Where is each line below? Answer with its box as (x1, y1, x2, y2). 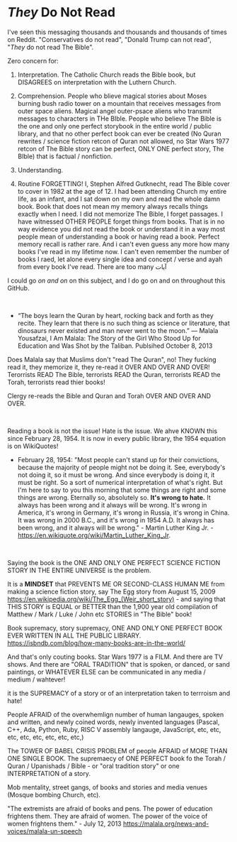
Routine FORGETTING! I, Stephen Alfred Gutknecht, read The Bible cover (17, 179, 230, 188)
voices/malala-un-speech (7, 826, 83, 835)
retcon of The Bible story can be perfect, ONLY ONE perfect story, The (17, 144, 224, 153)
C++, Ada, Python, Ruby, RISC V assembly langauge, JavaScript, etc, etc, (7, 725, 221, 733)
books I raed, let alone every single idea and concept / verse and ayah (17, 255, 223, 263)
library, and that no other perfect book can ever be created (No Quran (17, 129, 221, 138)
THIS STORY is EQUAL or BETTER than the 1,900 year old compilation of (7, 602, 218, 611)
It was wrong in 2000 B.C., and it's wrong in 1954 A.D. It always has (17, 515, 214, 524)
